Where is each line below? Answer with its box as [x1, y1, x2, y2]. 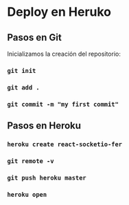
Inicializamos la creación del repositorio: [7, 50, 121, 58]
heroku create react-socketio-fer [7, 140, 122, 149]
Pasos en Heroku [7, 120, 81, 131]
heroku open [7, 191, 47, 198]
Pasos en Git [7, 32, 62, 43]
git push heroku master [7, 173, 87, 182]
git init [7, 67, 36, 74]
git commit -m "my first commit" [7, 100, 119, 108]
